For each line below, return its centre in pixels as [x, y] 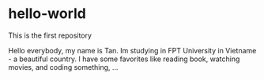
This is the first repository [50, 35]
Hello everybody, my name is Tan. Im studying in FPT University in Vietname [132, 50]
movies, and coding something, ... [63, 67]
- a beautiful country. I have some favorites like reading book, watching [124, 59]
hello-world [47, 14]
